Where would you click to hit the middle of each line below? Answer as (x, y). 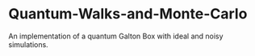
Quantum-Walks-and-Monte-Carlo (128, 14)
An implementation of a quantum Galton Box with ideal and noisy (116, 36)
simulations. (28, 44)
